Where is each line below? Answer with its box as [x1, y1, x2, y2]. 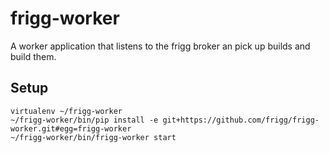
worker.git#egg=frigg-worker [10, 123, 132, 134]
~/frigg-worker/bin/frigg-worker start [10, 132, 177, 142]
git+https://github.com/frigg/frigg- [162, 115, 320, 125]
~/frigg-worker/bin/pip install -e [10, 115, 159, 125]
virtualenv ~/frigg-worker [10, 106, 123, 116]
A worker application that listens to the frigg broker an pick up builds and [10, 40, 311, 52]
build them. [10, 50, 57, 62]
